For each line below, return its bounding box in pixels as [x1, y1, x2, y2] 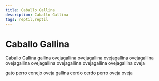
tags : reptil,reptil [5, 17, 49, 22]
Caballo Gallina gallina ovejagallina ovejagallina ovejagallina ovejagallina [5, 55, 154, 61]
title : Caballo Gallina [5, 7, 55, 13]
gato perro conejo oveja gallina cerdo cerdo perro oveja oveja [5, 70, 133, 76]
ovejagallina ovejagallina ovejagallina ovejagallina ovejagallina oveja [5, 60, 145, 66]
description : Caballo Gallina [5, 12, 69, 17]
